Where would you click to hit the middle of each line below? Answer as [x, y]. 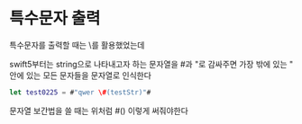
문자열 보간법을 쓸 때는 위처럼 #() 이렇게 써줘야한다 [99, 111]
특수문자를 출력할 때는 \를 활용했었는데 [77, 45]
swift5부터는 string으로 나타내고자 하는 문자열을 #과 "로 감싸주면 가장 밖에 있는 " [151, 64]
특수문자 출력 [55, 18]
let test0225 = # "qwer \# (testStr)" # [80, 92]
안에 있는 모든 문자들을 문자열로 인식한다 [80, 75]
